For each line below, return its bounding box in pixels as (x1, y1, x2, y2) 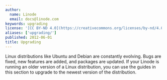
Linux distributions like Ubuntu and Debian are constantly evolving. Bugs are (5, 53, 162, 59)
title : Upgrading (5, 40, 41, 45)
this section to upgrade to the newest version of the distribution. (5, 69, 137, 75)
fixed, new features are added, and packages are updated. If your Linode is (5, 58, 160, 65)
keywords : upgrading (5, 21, 48, 26)
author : (5, 7, 21, 12)
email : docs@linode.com (9, 16, 59, 21)
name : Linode (9, 12, 37, 17)
